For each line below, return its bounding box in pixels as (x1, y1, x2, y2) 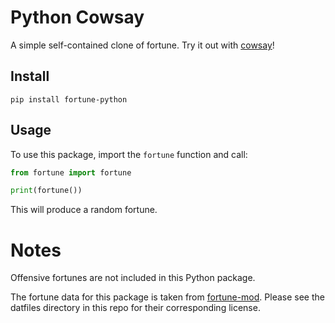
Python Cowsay (10, 6, 145, 29)
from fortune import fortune (10, 167, 132, 178)
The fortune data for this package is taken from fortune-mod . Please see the (10, 291, 325, 303)
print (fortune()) (10, 186, 83, 196)
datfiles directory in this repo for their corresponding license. (10, 302, 261, 314)
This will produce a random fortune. (10, 204, 158, 216)
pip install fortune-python (10, 94, 128, 105)
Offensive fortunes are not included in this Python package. (10, 272, 256, 284)
